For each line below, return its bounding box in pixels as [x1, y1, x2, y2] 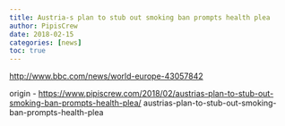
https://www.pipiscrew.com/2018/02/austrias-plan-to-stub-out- [38, 88, 274, 99]
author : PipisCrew [9, 21, 78, 30]
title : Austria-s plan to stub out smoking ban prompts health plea [9, 13, 271, 22]
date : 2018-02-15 [9, 29, 74, 38]
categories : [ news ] [9, 38, 82, 47]
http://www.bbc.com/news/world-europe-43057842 [9, 71, 203, 81]
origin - [9, 88, 37, 99]
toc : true [9, 46, 47, 55]
